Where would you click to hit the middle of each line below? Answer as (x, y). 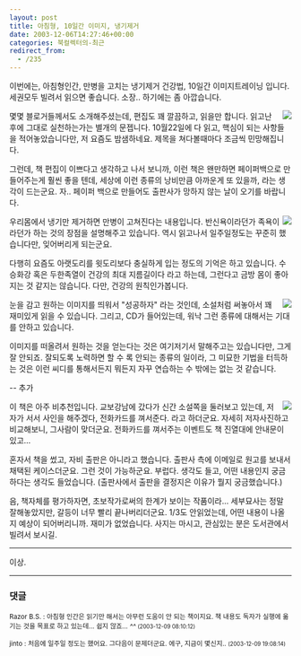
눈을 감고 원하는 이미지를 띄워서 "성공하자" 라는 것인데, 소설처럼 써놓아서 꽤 (141, 305)
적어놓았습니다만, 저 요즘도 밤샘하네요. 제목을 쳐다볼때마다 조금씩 (132, 139)
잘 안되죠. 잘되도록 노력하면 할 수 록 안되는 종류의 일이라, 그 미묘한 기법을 (137, 357)
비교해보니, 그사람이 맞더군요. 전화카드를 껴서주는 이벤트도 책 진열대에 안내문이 (147, 429)
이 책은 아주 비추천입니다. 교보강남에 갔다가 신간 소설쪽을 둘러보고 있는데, (137, 407)
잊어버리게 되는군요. (77, 244)
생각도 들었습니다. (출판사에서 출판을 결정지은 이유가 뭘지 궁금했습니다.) (158, 482)
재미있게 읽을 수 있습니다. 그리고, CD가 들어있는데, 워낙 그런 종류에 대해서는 (142, 316)
